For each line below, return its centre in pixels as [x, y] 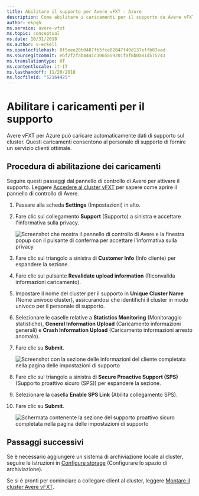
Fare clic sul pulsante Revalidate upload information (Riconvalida [95, 276]
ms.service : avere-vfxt [36, 28]
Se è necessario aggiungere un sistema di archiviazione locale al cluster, [95, 456]
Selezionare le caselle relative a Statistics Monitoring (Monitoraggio [99, 317]
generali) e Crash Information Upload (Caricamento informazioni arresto [104, 330]
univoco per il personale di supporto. [60, 306]
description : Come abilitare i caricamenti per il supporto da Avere [94, 17]
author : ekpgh [24, 22]
